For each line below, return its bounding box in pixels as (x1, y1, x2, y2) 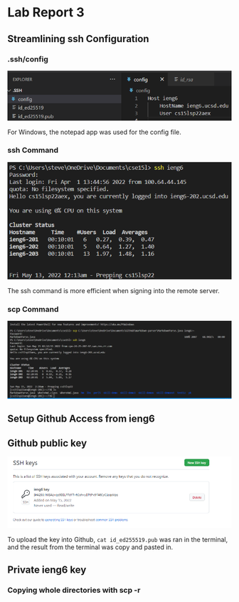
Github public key (7, 437, 87, 449)
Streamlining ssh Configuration (7, 33, 149, 45)
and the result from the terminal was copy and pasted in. (7, 543, 174, 551)
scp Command (7, 304, 59, 314)
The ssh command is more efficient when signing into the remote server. (7, 286, 221, 295)
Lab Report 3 (7, 4, 85, 21)
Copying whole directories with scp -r (7, 585, 141, 595)
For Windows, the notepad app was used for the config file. (7, 128, 181, 136)
